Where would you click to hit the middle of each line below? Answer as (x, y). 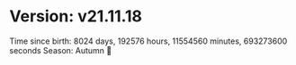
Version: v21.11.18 (76, 16)
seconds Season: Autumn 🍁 (61, 50)
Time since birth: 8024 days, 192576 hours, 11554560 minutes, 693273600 (148, 41)
